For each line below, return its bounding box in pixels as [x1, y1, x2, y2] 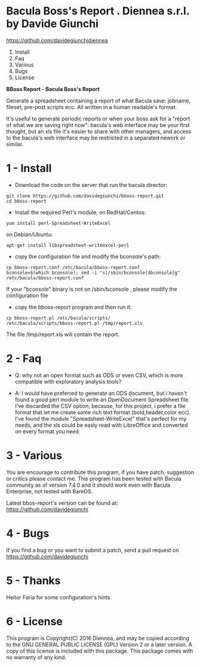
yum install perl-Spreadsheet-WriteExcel [6, 220, 111, 226]
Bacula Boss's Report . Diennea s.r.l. [6, 4, 190, 18]
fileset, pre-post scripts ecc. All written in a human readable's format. [6, 103, 177, 110]
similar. [6, 140, 24, 147]
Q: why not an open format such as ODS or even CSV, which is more [14, 372, 183, 379]
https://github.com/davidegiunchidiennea [6, 37, 109, 44]
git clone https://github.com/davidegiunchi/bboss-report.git [6, 193, 164, 199]
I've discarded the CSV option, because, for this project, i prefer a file [14, 402, 186, 409]
